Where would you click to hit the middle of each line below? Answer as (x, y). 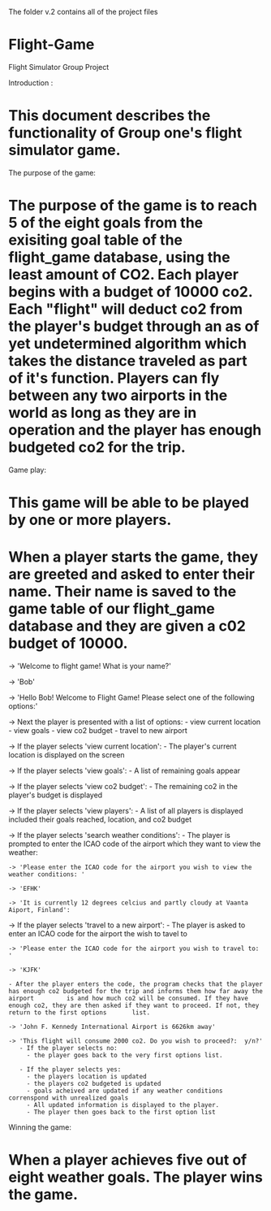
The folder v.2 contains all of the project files (83, 12)
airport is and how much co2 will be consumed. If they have (129, 998)
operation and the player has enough (135, 430)
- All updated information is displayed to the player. (123, 1105)
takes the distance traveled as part (128, 361)
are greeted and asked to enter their (132, 574)
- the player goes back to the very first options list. (125, 1055)
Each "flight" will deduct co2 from (126, 309)
